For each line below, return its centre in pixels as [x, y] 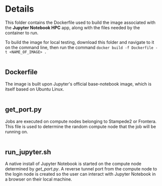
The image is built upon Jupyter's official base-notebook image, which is [78, 84]
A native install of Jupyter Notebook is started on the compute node [73, 164]
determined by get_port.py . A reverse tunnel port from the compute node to [81, 169]
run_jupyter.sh [28, 152]
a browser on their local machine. [39, 179]
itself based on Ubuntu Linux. [35, 89]
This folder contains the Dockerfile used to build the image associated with [80, 22]
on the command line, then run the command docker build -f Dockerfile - [81, 47]
